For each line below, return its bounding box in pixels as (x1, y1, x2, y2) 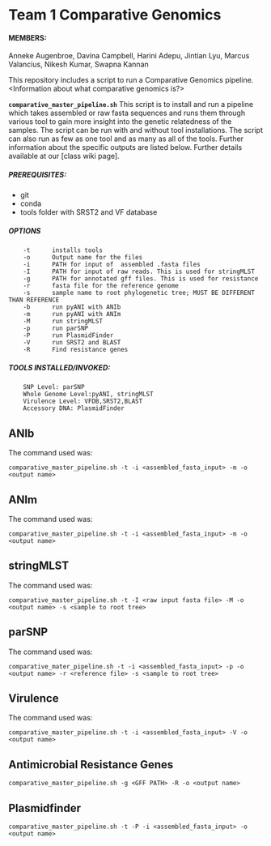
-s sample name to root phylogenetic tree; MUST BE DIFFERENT (23, 289, 255, 297)
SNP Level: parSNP (23, 383, 85, 391)
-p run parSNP (23, 324, 89, 333)
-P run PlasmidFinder (23, 331, 114, 340)
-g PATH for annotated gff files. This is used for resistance (23, 275, 259, 283)
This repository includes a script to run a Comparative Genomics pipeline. (8, 75, 254, 85)
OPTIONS (8, 225, 41, 236)
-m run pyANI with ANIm (23, 310, 121, 318)
